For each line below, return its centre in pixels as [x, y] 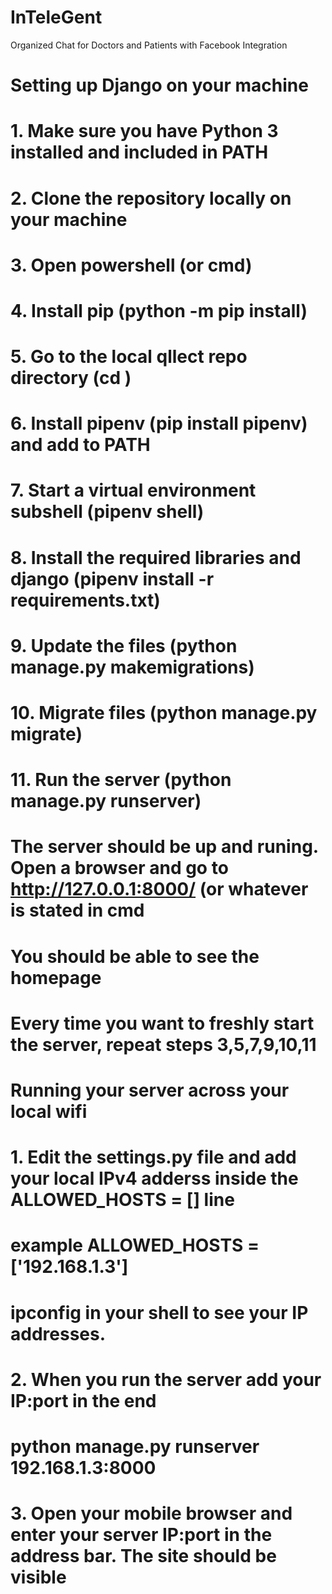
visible [38, 1577]
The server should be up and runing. [164, 847]
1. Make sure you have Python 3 [144, 131]
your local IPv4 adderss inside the [154, 1178]
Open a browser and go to [119, 868]
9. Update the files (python [124, 645]
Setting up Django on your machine [159, 85]
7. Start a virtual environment [133, 490]
